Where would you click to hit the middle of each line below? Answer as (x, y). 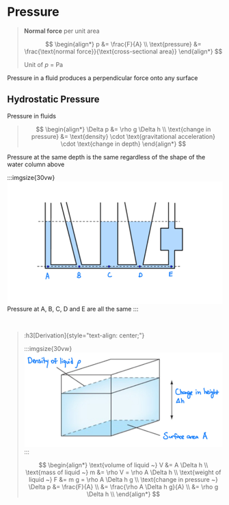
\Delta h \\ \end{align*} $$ (123, 494)
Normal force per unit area (62, 31)
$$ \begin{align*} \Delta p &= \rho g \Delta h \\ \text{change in (123, 129)
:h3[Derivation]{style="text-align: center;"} (84, 335)
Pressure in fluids (32, 116)
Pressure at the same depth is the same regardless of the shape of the (106, 157)
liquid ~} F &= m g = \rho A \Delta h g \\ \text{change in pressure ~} (123, 479)
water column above (36, 164)
